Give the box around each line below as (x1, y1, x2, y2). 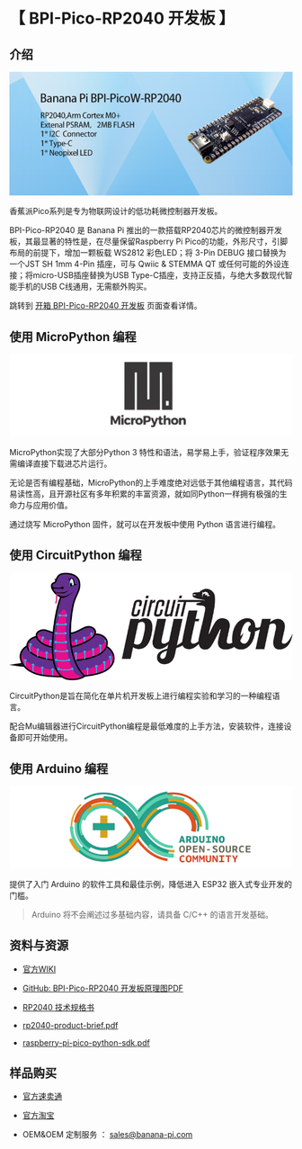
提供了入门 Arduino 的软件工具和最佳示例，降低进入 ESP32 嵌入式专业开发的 (9, 878, 292, 889)
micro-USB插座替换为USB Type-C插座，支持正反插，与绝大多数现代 (32, 270, 286, 281)
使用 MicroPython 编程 (9, 329, 137, 345)
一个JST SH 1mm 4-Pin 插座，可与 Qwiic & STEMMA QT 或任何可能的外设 (9, 258, 281, 270)
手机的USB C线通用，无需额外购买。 (16, 281, 152, 292)
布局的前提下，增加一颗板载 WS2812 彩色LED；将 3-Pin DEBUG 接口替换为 (9, 247, 287, 258)
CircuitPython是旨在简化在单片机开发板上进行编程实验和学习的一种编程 (9, 690, 272, 702)
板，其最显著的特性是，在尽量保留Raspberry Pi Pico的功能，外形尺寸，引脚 (9, 236, 289, 247)
